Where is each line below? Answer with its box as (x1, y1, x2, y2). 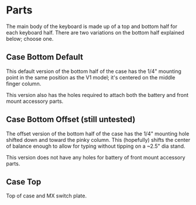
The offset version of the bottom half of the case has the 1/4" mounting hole (6, 130, 190, 137)
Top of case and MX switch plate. (6, 192, 87, 199)
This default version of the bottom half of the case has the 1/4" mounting (6, 68, 181, 75)
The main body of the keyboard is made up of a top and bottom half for (6, 23, 178, 30)
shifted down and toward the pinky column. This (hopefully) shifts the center (6, 136, 191, 143)
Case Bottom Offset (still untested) (6, 114, 136, 124)
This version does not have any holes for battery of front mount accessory (6, 154, 185, 161)
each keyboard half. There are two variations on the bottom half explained (6, 29, 184, 36)
